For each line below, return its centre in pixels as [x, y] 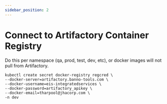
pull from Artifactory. [27, 66]
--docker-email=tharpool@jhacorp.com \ [48, 93]
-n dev [12, 97]
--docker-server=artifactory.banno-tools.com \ [57, 80]
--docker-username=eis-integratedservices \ [53, 84]
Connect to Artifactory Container [77, 35]
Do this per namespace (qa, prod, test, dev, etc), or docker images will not [83, 60]
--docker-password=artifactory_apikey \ [49, 88]
